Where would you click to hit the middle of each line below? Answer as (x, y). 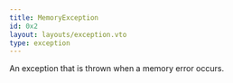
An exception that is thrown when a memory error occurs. (116, 69)
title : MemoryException (54, 18)
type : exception (40, 43)
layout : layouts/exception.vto (68, 34)
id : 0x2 (24, 26)
